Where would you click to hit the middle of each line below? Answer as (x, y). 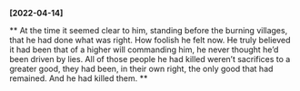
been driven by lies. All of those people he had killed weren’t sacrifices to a (150, 59)
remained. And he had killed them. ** (79, 78)
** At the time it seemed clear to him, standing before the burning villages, (149, 30)
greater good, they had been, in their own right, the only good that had (141, 68)
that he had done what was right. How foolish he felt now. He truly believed (150, 40)
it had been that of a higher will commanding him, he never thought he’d (144, 50)
